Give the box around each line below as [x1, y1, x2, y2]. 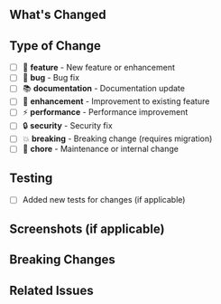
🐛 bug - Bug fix [22, 72, 79, 83]
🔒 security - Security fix [22, 120, 113, 131]
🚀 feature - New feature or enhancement [22, 62, 176, 73]
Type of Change [9, 38, 101, 53]
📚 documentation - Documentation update [22, 83, 185, 94]
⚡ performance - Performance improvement [22, 107, 189, 118]
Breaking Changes [9, 252, 115, 268]
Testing [9, 170, 53, 185]
